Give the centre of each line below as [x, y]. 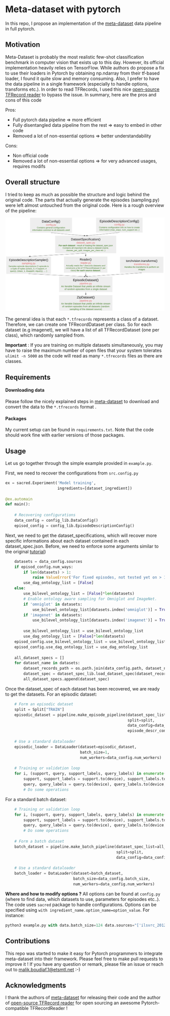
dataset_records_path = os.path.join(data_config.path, [83, 668]
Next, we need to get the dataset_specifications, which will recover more [81, 535]
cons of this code [24, 100]
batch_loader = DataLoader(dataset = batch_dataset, [69, 874]
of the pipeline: [21, 210]
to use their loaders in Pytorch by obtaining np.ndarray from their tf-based [82, 73]
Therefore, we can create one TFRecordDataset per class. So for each [78, 324]
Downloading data [25, 390]
